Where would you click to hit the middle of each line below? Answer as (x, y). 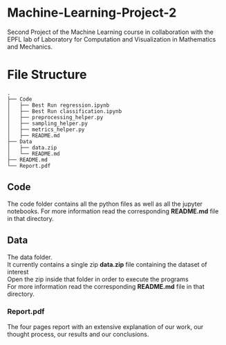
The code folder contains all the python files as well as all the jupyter (105, 204)
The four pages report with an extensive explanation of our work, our (105, 326)
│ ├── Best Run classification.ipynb (65, 111)
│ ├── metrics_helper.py (46, 130)
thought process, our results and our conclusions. (78, 334)
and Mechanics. (30, 46)
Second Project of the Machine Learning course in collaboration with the (111, 32)
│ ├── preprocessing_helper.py (55, 117)
